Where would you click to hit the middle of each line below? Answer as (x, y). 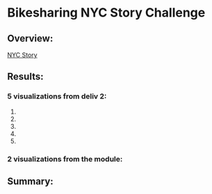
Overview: (30, 38)
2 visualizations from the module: (65, 159)
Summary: (30, 181)
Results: (25, 77)
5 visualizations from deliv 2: (57, 96)
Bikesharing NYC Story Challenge (106, 13)
